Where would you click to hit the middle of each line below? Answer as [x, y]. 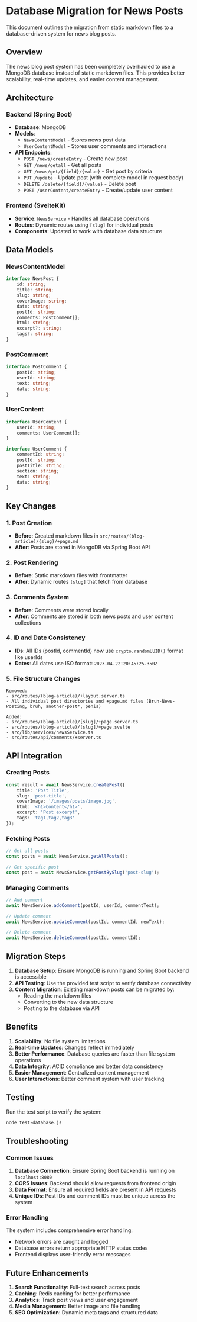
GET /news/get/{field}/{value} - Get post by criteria [88, 171]
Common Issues [30, 1157]
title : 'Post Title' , [43, 790]
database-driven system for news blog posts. [61, 33]
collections [28, 622]
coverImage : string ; [42, 301]
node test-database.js [34, 1122]
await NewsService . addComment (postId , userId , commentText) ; [83, 905]
